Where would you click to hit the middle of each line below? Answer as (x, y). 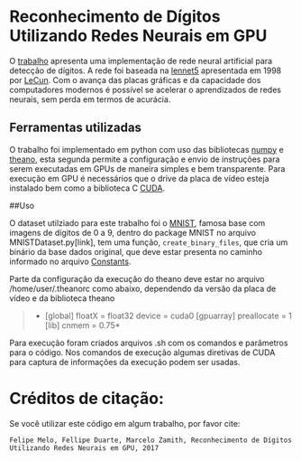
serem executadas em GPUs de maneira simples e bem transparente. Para (147, 168)
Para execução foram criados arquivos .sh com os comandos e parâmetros (149, 343)
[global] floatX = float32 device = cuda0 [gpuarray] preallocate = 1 (169, 315)
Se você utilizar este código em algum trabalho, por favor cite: (125, 423)
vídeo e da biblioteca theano (62, 298)
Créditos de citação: (87, 398)
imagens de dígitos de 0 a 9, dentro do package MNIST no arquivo (133, 232)
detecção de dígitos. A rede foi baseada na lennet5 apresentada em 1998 (146, 71)
